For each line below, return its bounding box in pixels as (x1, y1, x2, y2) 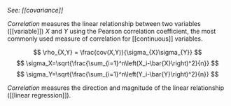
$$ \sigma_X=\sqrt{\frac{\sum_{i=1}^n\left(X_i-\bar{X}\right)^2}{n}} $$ (16, 59, 219, 67)
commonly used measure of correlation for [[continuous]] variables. (7, 34, 203, 43)
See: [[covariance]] (7, 6, 64, 14)
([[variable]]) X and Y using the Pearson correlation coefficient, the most (7, 27, 216, 35)
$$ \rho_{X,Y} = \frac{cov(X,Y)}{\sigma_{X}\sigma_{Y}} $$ (33, 48, 202, 56)
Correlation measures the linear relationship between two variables (7, 20, 201, 27)
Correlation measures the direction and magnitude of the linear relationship (7, 84, 225, 92)
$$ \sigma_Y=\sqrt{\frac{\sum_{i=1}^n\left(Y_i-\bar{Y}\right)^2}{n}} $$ (16, 70, 219, 78)
